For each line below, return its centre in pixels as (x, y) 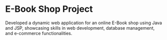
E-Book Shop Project (49, 9)
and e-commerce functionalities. (39, 33)
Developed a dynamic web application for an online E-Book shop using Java (84, 23)
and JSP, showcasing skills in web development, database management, (80, 28)
